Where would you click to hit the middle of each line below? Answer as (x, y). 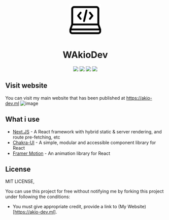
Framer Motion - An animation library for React (61, 153)
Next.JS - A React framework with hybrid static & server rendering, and (87, 131)
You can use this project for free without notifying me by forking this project (84, 191)
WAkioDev (85, 55)
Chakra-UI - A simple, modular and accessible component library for (84, 142)
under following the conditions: (38, 197)
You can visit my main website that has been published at (65, 98)
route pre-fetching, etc (36, 137)
